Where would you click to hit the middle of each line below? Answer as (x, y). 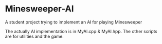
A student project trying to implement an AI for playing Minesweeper (74, 22)
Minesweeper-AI (39, 9)
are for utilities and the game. (35, 36)
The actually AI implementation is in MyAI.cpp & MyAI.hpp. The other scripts (81, 31)
